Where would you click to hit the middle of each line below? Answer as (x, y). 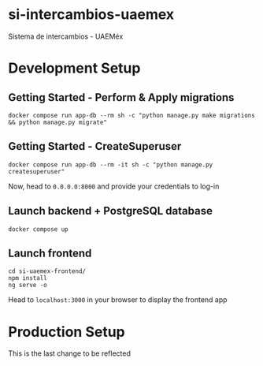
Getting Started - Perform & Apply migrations (121, 97)
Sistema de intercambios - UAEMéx (66, 36)
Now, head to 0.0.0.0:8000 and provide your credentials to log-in (114, 186)
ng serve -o (28, 286)
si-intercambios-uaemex (91, 15)
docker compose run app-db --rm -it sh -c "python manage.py (111, 164)
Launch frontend (50, 253)
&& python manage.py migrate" (58, 122)
